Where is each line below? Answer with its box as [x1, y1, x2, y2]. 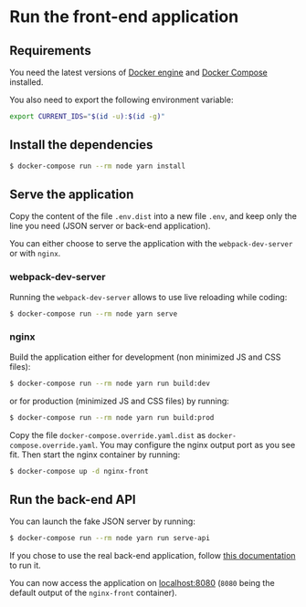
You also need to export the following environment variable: [9, 94, 234, 105]
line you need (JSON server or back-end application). [9, 221, 211, 232]
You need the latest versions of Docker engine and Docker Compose [9, 67, 268, 78]
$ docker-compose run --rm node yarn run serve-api [9, 534, 210, 543]
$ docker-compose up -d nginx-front [9, 466, 149, 476]
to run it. [9, 560, 41, 571]
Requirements [9, 43, 91, 58]
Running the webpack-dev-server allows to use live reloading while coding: [9, 291, 288, 302]
